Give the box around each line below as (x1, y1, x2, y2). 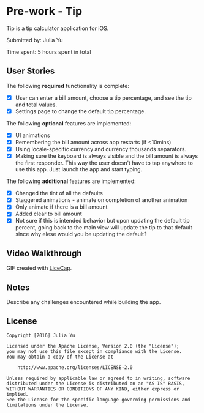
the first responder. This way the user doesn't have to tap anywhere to (15, 159, 193, 166)
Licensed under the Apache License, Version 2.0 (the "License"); (6, 343, 179, 349)
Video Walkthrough (6, 248, 82, 258)
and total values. (15, 101, 58, 108)
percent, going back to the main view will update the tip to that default (15, 224, 192, 231)
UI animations (15, 132, 50, 139)
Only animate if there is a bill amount (15, 203, 108, 210)
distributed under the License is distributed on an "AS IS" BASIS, (6, 381, 185, 387)
